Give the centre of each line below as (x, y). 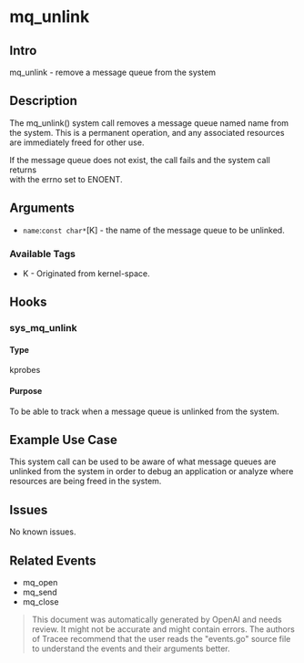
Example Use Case (64, 440)
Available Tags (42, 254)
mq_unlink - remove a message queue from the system (113, 72)
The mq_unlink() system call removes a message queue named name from (149, 123)
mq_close (41, 602)
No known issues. (43, 532)
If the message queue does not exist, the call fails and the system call (140, 160)
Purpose (26, 391)
